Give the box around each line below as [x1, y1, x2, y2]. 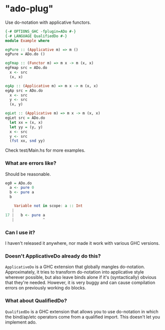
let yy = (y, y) [9, 124, 43, 129]
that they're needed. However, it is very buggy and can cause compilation [5, 279, 156, 285]
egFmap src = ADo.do [5, 65, 48, 70]
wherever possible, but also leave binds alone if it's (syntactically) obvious [5, 275, 157, 280]
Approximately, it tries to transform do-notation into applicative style [5, 269, 144, 275]
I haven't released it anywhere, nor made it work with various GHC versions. [5, 240, 160, 246]
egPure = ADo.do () [5, 52, 45, 57]
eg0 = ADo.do [5, 180, 32, 186]
